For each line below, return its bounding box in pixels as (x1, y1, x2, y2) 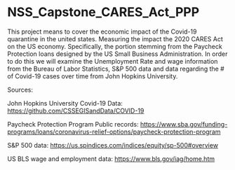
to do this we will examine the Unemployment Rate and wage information (7, 57, 218, 65)
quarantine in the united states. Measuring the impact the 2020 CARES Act (7, 34, 223, 43)
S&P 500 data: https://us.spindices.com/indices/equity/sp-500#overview (7, 141, 219, 149)
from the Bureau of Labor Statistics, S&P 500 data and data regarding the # (7, 64, 224, 73)
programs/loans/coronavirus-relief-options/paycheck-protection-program (7, 127, 221, 136)
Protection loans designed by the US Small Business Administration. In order (7, 50, 228, 58)
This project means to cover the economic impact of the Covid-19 (7, 27, 197, 36)
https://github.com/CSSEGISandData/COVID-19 (7, 106, 145, 115)
